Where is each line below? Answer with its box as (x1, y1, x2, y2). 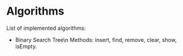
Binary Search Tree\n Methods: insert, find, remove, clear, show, (15, 36, 177, 43)
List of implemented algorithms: (6, 24, 86, 32)
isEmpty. (15, 43, 37, 50)
